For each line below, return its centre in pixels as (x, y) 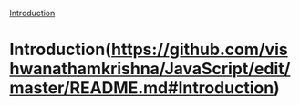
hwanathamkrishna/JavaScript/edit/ (150, 69)
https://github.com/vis (200, 50)
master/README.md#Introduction (142, 88)
